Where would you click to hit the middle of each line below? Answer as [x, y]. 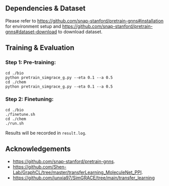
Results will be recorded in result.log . [46, 133]
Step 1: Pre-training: [31, 63]
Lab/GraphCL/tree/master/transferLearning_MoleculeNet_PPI [77, 172]
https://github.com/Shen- [39, 167]
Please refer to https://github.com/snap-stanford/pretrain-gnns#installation [84, 20]
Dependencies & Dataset [45, 8]
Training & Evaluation [40, 48]
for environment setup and [33, 26]
